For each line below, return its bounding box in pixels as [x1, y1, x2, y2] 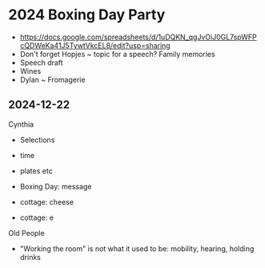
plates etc [19, 166, 54, 176]
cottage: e [19, 213, 54, 222]
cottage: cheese [19, 197, 74, 206]
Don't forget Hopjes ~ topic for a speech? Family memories [19, 49, 215, 59]
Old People [8, 228, 46, 238]
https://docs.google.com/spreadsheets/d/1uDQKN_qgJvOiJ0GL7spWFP [19, 32, 258, 42]
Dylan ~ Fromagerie [19, 75, 86, 84]
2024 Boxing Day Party [8, 6, 166, 24]
